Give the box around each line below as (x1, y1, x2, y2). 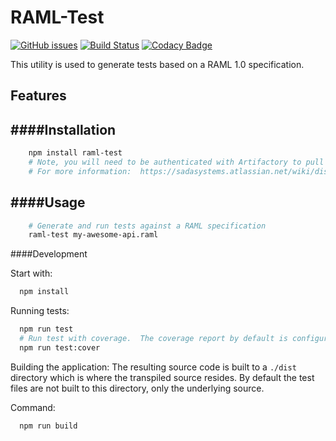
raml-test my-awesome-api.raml (28, 230, 159, 240)
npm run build (19, 421, 78, 431)
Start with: (10, 267, 53, 280)
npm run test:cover (19, 342, 101, 353)
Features (10, 87, 67, 105)
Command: (10, 401, 56, 413)
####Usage (10, 194, 86, 211)
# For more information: (28, 166, 132, 176)
